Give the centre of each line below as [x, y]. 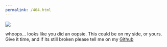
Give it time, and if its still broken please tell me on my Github [69, 39]
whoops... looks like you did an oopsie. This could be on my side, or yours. [84, 34]
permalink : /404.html [28, 10]
